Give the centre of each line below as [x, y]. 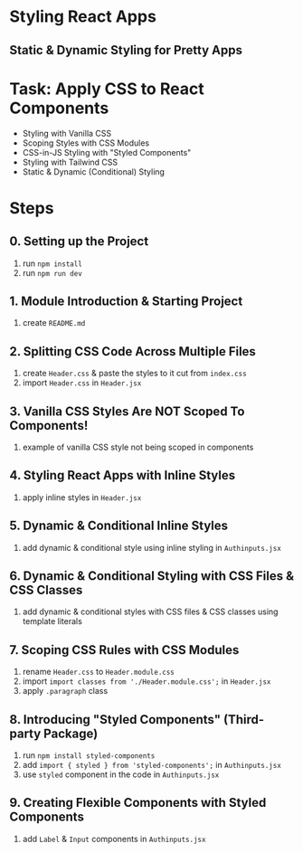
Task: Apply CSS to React [107, 89]
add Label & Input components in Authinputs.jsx [114, 839]
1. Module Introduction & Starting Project [126, 301]
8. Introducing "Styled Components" [115, 720]
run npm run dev [52, 272]
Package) [71, 733]
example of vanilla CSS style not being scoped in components [138, 447]
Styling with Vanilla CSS [67, 133]
